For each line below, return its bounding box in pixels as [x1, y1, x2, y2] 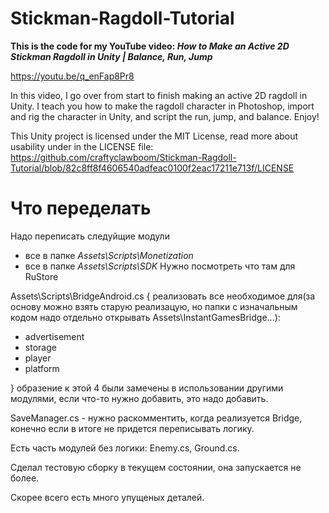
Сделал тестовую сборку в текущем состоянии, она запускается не [10, 461, 302, 473]
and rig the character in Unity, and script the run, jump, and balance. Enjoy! [10, 110, 320, 122]
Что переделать [10, 197, 152, 220]
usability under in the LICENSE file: [10, 140, 154, 152]
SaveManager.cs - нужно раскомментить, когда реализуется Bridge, [10, 412, 303, 424]
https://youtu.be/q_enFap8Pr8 [10, 70, 135, 82]
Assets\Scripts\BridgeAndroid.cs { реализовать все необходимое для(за [10, 290, 316, 302]
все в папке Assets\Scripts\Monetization [24, 249, 194, 261]
